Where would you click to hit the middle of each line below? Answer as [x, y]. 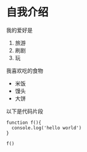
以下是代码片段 [25, 111]
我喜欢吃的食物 [25, 70]
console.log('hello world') [47, 128]
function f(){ [24, 123]
